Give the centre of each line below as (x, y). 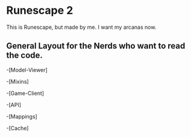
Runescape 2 (40, 11)
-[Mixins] (17, 81)
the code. (25, 56)
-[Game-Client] (25, 93)
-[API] (14, 105)
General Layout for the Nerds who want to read (96, 46)
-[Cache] (17, 128)
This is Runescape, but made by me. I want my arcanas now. (81, 27)
